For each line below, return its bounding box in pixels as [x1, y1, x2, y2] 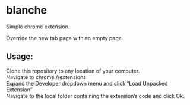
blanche [6, 4, 47, 17]
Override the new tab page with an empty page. [6, 34, 123, 41]
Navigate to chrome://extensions [6, 73, 86, 80]
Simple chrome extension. [6, 23, 70, 30]
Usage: [6, 51, 34, 62]
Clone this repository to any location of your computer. [6, 67, 140, 74]
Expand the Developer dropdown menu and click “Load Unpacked [6, 80, 168, 87]
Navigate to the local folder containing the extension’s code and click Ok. [6, 92, 185, 99]
